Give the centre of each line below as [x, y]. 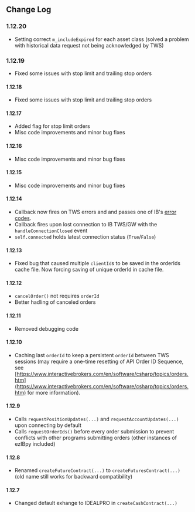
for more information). [54, 392]
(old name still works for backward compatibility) [73, 477]
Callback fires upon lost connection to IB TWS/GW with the [86, 224]
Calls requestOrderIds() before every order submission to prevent [94, 432]
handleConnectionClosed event [51, 230]
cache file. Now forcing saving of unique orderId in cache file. [89, 270]
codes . [23, 218]
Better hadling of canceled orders [55, 302]
